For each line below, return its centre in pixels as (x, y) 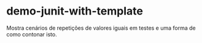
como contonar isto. (32, 34)
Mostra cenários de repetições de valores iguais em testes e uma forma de (101, 28)
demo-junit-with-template (75, 11)
